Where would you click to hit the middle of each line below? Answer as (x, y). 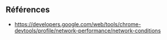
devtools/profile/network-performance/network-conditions (87, 30)
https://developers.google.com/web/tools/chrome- (77, 24)
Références (28, 10)
